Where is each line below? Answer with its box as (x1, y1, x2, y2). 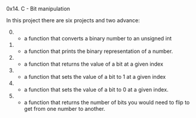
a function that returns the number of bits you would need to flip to (24, 99, 190, 106)
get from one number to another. (24, 105, 106, 112)
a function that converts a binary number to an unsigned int (24, 35, 172, 42)
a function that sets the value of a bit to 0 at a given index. (24, 86, 169, 93)
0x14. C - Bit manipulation (6, 5, 71, 12)
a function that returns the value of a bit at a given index (24, 60, 164, 67)
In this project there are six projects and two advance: (6, 17, 141, 23)
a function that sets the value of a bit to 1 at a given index (24, 73, 166, 80)
